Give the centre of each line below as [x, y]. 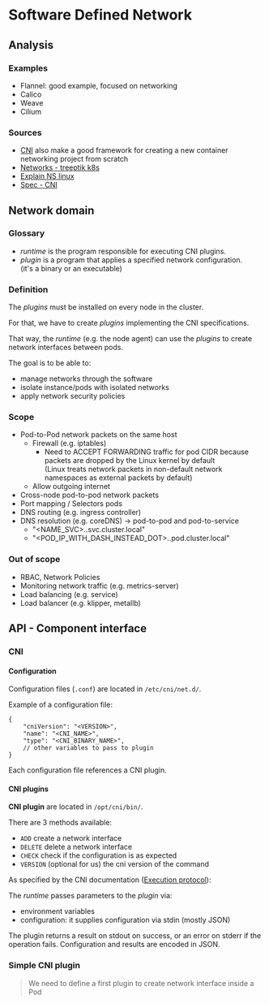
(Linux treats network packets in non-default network [133, 470]
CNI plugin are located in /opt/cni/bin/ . [76, 807]
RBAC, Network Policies [60, 577]
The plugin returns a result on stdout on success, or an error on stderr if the [135, 936]
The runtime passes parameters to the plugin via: [90, 896]
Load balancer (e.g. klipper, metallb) [81, 603]
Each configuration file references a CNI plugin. [88, 770]
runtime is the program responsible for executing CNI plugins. [123, 251]
